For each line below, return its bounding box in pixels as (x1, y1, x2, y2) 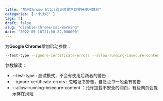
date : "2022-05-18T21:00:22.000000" (5, 29, 79, 34)
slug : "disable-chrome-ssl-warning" (5, 25, 79, 30)
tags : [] (5, 16, 23, 21)
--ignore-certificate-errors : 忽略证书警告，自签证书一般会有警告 (12, 78, 141, 85)
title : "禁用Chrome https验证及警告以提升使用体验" (5, 7, 101, 12)
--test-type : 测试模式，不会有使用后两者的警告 (12, 72, 106, 78)
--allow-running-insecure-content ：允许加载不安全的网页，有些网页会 (12, 85, 154, 90)
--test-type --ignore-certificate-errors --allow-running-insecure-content (5, 53, 162, 58)
